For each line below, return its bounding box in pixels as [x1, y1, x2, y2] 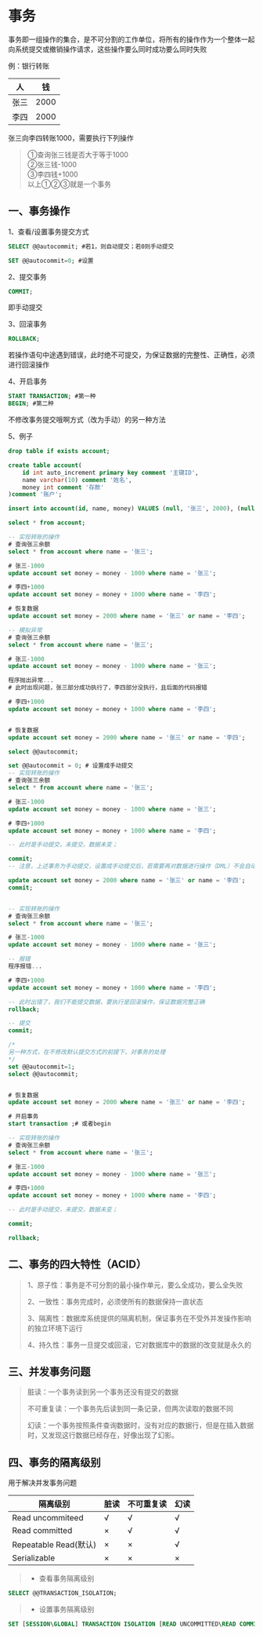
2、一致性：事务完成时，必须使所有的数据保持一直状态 [27, 1297, 204, 1306]
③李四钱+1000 [27, 170, 78, 179]
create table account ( [8, 461, 82, 469]
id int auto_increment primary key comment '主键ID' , [22, 469, 200, 476]
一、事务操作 [8, 205, 70, 218]
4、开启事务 [8, 377, 48, 386]
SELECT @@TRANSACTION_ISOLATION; [8, 1589, 117, 1597]
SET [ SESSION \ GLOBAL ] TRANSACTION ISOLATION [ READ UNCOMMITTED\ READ [8, 1620, 236, 1629]
